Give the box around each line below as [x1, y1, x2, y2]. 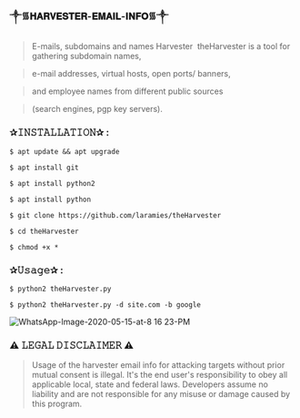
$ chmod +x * [9, 242, 59, 251]
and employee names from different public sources [31, 86, 224, 97]
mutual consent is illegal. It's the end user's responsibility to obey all [31, 370, 288, 381]
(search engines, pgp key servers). [31, 104, 164, 115]
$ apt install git [9, 163, 79, 172]
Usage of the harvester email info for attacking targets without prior [31, 360, 285, 371]
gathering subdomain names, [31, 51, 142, 62]
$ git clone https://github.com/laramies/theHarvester [9, 210, 222, 219]
